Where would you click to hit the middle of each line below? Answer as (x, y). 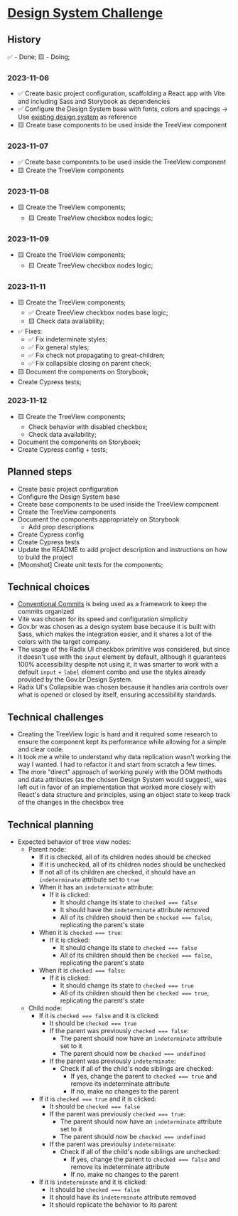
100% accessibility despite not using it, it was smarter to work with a (118, 665)
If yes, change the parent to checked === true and (144, 1077)
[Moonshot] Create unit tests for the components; (90, 564)
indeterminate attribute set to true (89, 879)
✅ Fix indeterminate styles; (68, 339)
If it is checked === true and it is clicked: (98, 1099)
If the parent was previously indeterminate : (113, 1061)
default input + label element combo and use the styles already (112, 672)
